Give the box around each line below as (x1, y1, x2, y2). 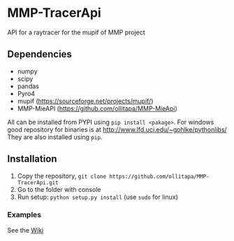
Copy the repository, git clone (17, 172, 107, 180)
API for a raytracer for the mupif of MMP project (7, 28, 145, 36)
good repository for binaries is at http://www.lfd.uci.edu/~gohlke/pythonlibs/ (7, 125, 227, 134)
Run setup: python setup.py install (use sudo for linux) (17, 193, 178, 201)
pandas (17, 82, 40, 90)
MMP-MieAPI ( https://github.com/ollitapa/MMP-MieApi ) (17, 104, 178, 113)
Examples (7, 210, 42, 220)
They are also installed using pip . (7, 132, 103, 141)
